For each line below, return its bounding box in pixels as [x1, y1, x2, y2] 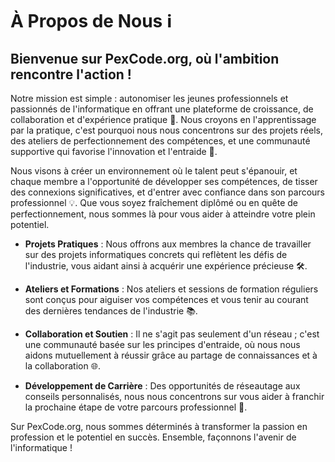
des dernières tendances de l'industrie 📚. [24, 305, 198, 317]
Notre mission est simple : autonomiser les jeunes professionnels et [10, 93, 289, 104]
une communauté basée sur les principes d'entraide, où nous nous [24, 339, 301, 350]
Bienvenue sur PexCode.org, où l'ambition [10, 50, 280, 67]
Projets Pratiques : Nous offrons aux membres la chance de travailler [24, 238, 312, 250]
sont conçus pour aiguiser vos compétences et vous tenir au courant [24, 294, 309, 305]
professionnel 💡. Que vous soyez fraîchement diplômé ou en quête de [10, 197, 299, 208]
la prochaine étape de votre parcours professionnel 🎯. [24, 401, 248, 413]
